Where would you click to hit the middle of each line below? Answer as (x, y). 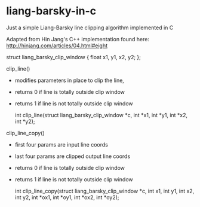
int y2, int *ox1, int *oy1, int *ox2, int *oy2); (67, 197)
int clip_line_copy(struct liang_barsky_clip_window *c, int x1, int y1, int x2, (104, 191)
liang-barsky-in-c (51, 11)
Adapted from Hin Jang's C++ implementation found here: (78, 39)
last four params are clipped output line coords (73, 156)
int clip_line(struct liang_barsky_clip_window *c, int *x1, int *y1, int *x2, (101, 115)
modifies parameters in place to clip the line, (69, 80)
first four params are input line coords (61, 144)
